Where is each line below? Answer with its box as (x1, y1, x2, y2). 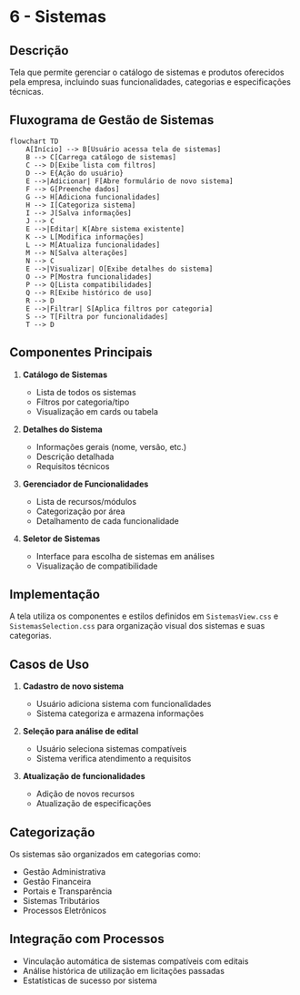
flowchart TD (9, 137, 59, 146)
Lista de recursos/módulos (35, 496, 137, 507)
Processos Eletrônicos (22, 905, 107, 917)
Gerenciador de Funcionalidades (22, 478, 149, 489)
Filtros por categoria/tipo (35, 396, 130, 407)
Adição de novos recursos (35, 788, 135, 799)
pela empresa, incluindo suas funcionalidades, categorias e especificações (9, 77, 291, 87)
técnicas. (9, 87, 44, 97)
